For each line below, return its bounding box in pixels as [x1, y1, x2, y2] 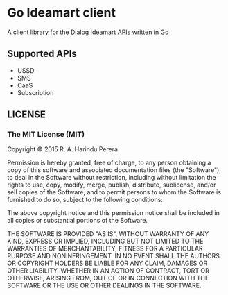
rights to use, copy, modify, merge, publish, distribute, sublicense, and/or [7, 180, 216, 189]
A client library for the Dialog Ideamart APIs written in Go [7, 28, 169, 36]
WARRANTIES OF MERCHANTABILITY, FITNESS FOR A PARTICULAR [7, 244, 203, 253]
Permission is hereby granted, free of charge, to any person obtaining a [7, 158, 211, 167]
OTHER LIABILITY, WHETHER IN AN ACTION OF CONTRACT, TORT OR [7, 267, 209, 275]
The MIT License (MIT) [7, 130, 85, 140]
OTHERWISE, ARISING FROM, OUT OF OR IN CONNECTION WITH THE [7, 274, 209, 283]
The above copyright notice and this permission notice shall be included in [7, 209, 220, 217]
